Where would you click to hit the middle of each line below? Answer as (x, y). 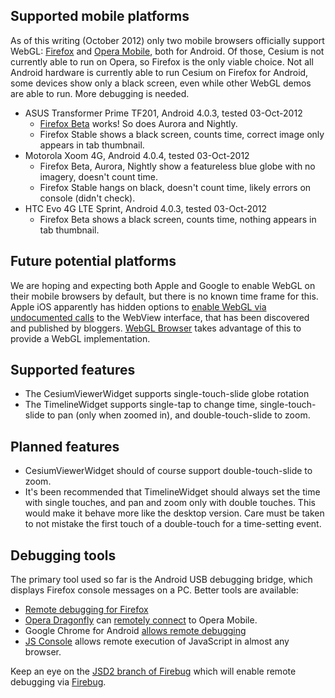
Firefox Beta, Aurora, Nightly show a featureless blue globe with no (177, 166)
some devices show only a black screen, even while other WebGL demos (161, 83)
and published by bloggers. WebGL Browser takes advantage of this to (156, 328)
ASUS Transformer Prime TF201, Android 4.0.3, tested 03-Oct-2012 (163, 113)
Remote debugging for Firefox (86, 610)
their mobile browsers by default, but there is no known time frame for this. (164, 296)
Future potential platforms (93, 261)
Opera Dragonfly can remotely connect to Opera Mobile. (141, 620)
